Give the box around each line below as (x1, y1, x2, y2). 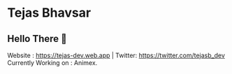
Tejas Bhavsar (7, 5, 92, 21)
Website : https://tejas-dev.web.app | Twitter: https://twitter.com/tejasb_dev (7, 51, 226, 59)
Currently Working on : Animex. (7, 59, 98, 67)
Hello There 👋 (7, 33, 68, 45)
